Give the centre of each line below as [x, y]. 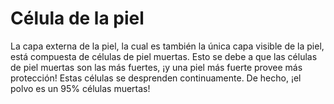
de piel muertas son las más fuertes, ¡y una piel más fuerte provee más [156, 67]
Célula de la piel [77, 18]
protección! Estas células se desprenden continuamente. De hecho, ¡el [156, 78]
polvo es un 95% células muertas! [80, 88]
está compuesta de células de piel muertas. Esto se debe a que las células [164, 56]
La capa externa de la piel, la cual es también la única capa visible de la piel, [167, 46]
